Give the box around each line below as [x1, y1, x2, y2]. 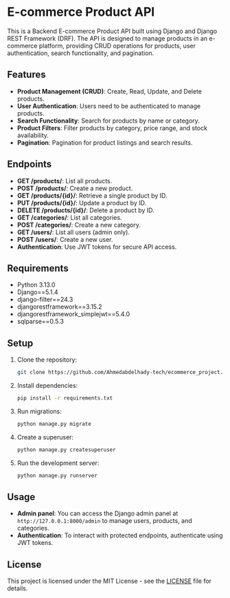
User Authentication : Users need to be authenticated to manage [16, 101, 201, 110]
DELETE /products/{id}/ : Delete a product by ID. [16, 206, 154, 214]
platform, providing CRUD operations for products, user [38, 41, 196, 50]
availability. [16, 131, 49, 139]
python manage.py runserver [16, 472, 97, 479]
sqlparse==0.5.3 [16, 318, 64, 326]
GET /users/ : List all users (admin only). [16, 228, 130, 236]
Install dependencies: [16, 382, 78, 390]
